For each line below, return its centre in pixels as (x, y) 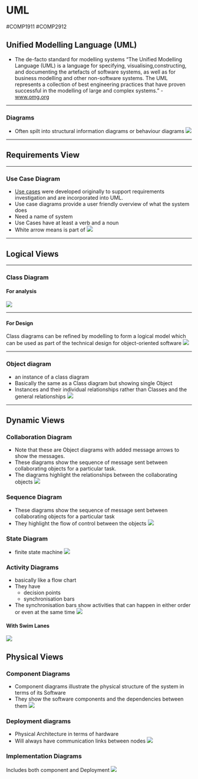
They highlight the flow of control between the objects (80, 523)
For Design (20, 323)
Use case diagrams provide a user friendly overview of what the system (102, 204)
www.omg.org (32, 97)
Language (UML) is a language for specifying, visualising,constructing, (100, 65)
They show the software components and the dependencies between (99, 699)
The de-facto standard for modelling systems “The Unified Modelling (98, 59)
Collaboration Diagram (39, 437)
